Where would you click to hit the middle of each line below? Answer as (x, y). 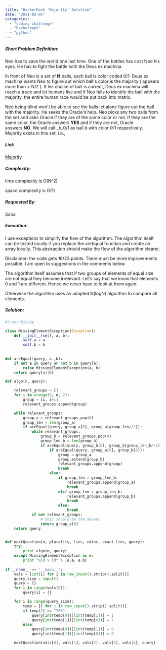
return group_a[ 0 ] (59, 524)
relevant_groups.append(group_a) (101, 482)
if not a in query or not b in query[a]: (57, 363)
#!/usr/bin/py (20, 322)
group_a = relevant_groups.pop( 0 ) (58, 418)
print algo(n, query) (45, 551)
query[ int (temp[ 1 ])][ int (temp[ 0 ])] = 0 (72, 634)
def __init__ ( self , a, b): (42, 335)
